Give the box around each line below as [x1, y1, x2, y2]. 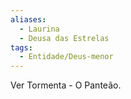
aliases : [10, 14, 47, 25]
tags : [10, 42, 33, 53]
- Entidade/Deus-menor [19, 52, 114, 62]
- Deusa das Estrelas [19, 33, 110, 43]
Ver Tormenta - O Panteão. [10, 79, 122, 91]
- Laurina [19, 24, 60, 34]
